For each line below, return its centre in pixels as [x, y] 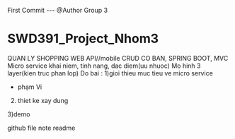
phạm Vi [30, 87]
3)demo [19, 114]
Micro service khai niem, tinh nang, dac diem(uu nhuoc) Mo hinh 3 [104, 66]
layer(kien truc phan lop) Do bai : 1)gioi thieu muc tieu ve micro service [110, 73]
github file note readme [41, 128]
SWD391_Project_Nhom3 [83, 39]
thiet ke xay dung [43, 100]
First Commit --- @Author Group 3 [58, 10]
